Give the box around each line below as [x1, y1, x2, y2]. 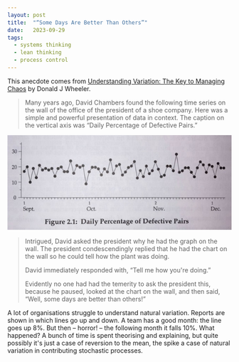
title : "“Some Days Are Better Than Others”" [7, 18, 148, 26]
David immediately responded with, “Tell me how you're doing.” [24, 265, 211, 274]
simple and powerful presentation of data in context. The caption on [24, 113, 225, 122]
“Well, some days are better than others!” [24, 294, 146, 303]
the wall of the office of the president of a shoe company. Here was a [24, 105, 228, 114]
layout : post [7, 11, 46, 18]
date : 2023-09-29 [7, 26, 65, 33]
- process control [14, 57, 69, 64]
